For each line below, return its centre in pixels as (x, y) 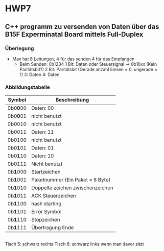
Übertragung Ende (53, 227)
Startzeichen (46, 172)
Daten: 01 (43, 148)
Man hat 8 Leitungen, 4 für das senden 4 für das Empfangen (73, 59)
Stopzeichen (46, 220)
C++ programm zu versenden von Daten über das (82, 27)
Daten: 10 (43, 156)
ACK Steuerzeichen (54, 196)
